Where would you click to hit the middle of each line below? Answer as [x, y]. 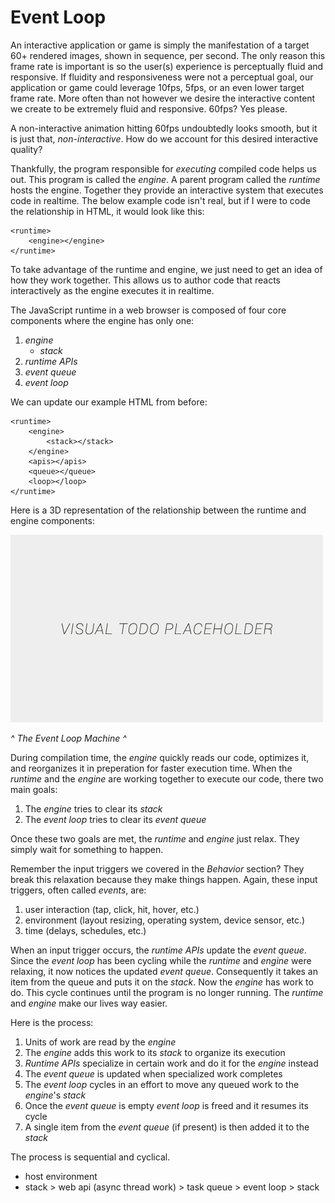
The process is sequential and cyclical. [90, 1157]
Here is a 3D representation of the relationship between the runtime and [158, 510]
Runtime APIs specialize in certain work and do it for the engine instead [171, 1063]
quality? [26, 149]
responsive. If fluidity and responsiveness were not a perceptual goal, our [162, 77]
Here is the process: [52, 1022]
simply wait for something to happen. [87, 849]
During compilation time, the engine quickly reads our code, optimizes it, [160, 757]
